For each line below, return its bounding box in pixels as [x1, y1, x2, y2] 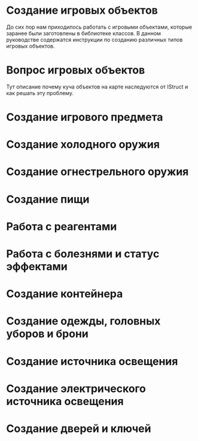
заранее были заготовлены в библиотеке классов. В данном [6, 29, 162, 36]
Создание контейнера [6, 287, 123, 301]
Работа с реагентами [6, 219, 117, 233]
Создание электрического [6, 382, 147, 395]
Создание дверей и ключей [6, 422, 151, 435]
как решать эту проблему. [6, 89, 74, 96]
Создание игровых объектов [6, 4, 159, 17]
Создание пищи [6, 192, 90, 206]
